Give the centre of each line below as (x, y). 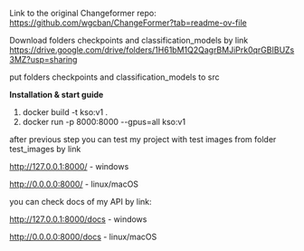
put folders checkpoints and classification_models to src (114, 77)
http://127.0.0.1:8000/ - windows (69, 166)
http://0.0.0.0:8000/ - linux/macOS (74, 184)
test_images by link (45, 149)
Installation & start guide (57, 95)
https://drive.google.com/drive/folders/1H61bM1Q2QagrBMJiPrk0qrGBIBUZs (152, 50)
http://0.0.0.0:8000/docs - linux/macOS (83, 237)
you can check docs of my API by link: (81, 202)
